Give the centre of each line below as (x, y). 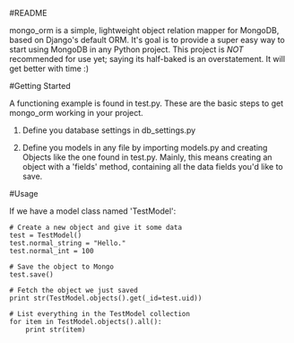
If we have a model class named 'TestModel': (93, 211)
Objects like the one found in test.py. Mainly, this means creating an (147, 157)
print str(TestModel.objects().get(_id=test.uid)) (106, 298)
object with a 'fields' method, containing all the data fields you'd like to (153, 167)
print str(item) (56, 330)
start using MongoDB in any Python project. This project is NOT (126, 49)
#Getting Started (40, 86)
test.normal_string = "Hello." (68, 243)
